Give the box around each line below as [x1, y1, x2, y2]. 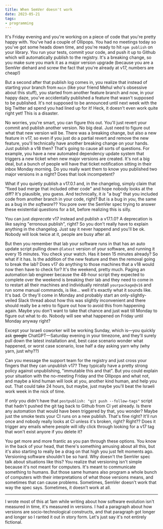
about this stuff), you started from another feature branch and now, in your [5, 90, 154, 96]
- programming [5, 20, 34, 26]
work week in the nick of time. [5, 389, 65, 395]
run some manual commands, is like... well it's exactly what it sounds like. [5, 287, 152, 293]
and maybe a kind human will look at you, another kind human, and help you [5, 378, 157, 384]
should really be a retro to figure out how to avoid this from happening [5, 303, 145, 309]
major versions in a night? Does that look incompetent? [5, 171, 115, 177]
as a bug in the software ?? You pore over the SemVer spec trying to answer [5, 201, 156, 207]
